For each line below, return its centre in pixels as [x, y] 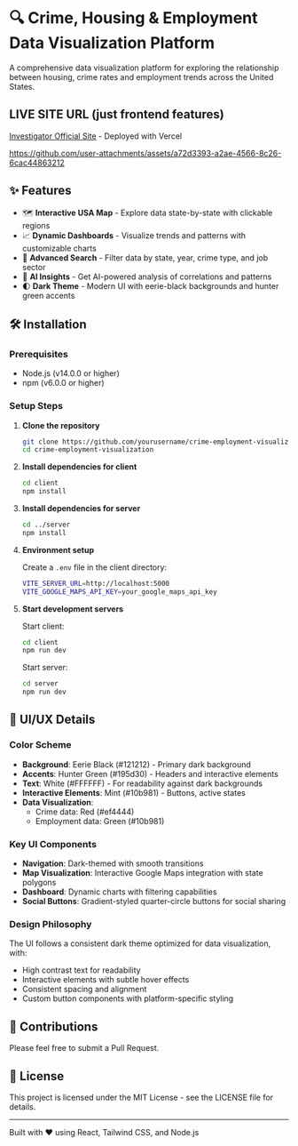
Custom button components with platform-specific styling [128, 998]
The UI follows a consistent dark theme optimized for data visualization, [140, 943]
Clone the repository [61, 425]
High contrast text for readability [81, 970]
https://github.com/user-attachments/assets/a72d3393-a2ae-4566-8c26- [145, 153]
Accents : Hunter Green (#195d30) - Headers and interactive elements [150, 773]
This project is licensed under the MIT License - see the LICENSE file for [141, 1097]
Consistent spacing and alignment [84, 990]
